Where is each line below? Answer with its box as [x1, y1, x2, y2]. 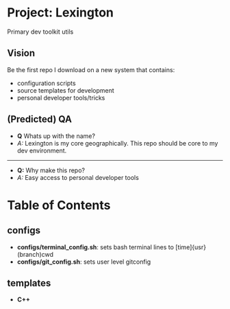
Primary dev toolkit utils [7, 27, 74, 36]
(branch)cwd [16, 250, 53, 258]
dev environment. [16, 146, 67, 154]
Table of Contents [7, 197, 111, 213]
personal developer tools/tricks [16, 93, 105, 102]
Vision [7, 47, 36, 59]
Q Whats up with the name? [16, 132, 96, 140]
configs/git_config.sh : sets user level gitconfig [16, 257, 151, 266]
